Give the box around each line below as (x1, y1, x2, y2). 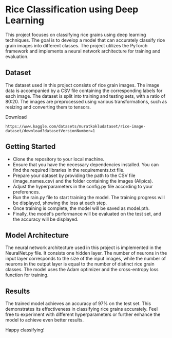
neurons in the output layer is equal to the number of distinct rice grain (5, 261, 155, 267)
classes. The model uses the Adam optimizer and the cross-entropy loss (5, 266, 159, 273)
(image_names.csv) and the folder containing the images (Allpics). (12, 177, 154, 184)
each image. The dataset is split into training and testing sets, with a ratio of (5, 93, 166, 99)
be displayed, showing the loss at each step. (12, 200, 107, 206)
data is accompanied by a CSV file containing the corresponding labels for (5, 87, 163, 94)
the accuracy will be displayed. (12, 216, 79, 222)
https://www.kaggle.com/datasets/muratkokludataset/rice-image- (5, 123, 146, 129)
